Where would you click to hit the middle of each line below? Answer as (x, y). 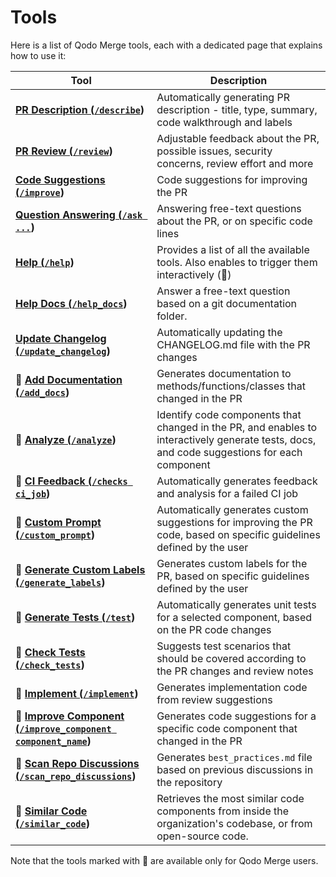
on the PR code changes (214, 629)
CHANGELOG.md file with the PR (233, 344)
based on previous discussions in (235, 769)
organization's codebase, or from (234, 823)
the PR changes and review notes (235, 671)
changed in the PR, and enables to (237, 427)
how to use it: (38, 55)
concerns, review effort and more (235, 163)
